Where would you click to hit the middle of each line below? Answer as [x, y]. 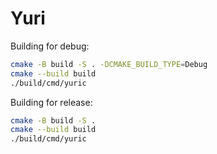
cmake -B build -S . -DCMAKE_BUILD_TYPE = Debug [109, 64]
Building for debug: [50, 46]
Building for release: [51, 102]
